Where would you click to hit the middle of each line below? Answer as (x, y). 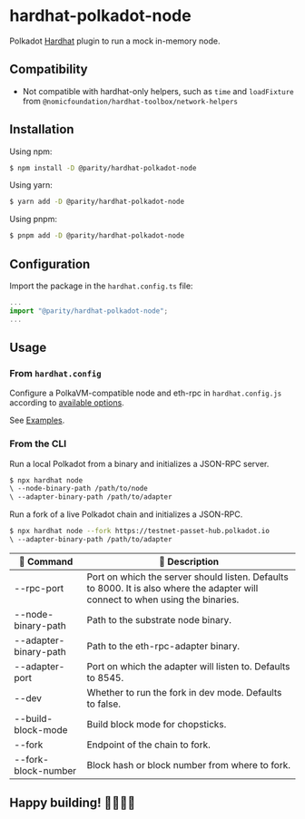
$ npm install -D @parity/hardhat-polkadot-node (103, 168)
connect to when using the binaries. (163, 600)
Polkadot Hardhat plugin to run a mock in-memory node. (115, 41)
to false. (103, 704)
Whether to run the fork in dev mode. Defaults (184, 692)
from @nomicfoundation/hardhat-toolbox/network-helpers (130, 101)
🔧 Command (46, 561)
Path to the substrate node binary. (159, 619)
